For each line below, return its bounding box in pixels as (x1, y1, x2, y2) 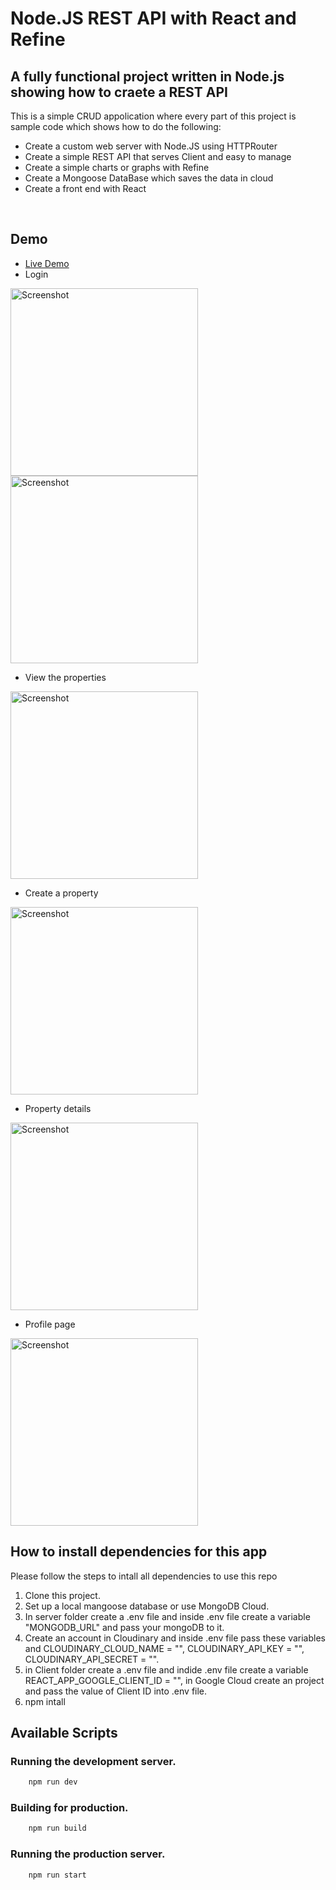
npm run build (28, 1823, 87, 1834)
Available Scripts (10, 1725, 118, 1742)
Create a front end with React (24, 183, 147, 194)
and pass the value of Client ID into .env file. (24, 1685, 208, 1697)
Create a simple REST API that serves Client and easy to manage (24, 151, 292, 162)
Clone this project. (24, 1589, 101, 1601)
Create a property (24, 887, 99, 899)
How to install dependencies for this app (10, 1543, 268, 1561)
